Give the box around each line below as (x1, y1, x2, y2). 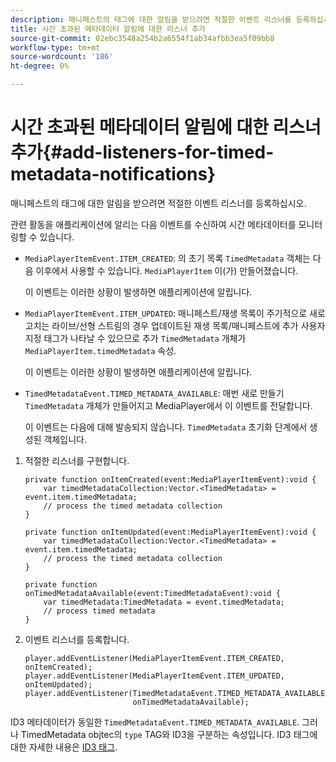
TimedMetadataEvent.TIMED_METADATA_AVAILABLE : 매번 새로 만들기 (24, 387, 285, 399)
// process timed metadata (43, 606, 156, 616)
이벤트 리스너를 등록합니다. (24, 633, 130, 645)
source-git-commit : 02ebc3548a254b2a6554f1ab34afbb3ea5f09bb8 (10, 33, 275, 43)
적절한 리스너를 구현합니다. (24, 454, 130, 466)
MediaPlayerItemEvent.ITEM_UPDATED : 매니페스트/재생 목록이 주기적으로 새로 (24, 307, 326, 319)
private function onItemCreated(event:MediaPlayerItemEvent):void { (24, 474, 317, 485)
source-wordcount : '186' (10, 52, 114, 62)
